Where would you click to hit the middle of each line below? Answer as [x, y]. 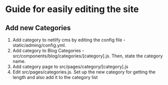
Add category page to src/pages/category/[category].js [70, 67]
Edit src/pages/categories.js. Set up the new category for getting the [84, 72]
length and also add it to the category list [55, 77]
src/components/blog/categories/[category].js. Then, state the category [88, 56]
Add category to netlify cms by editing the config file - [69, 40]
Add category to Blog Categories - [48, 51]
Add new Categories [38, 28]
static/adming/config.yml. [39, 45]
